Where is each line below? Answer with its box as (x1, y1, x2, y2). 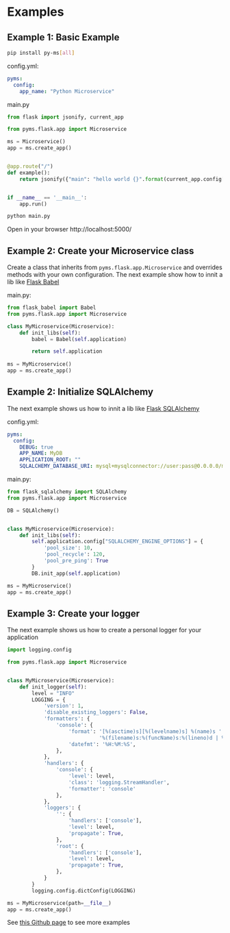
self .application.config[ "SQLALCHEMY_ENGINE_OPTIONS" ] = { (31, 538, 204, 545)
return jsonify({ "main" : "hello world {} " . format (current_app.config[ (19, 175, 225, 182)
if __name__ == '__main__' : (7, 194, 88, 201)
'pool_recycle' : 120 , (43, 551, 106, 558)
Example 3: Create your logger (7, 608, 140, 619)
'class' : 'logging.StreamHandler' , (68, 779, 170, 786)
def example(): (7, 169, 51, 176)
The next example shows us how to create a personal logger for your (7, 626, 202, 634)
